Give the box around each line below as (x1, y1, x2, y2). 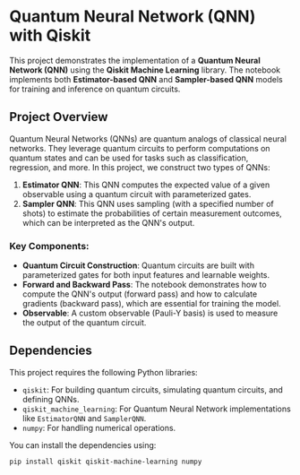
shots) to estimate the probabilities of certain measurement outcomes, (21, 208, 282, 219)
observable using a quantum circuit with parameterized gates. (21, 188, 252, 199)
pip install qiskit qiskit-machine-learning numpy (9, 457, 202, 466)
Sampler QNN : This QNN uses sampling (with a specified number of (21, 198, 275, 209)
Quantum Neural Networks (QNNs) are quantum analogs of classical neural (9, 133, 287, 144)
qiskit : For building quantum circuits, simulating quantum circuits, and (21, 384, 284, 395)
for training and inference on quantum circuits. (9, 83, 181, 94)
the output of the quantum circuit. (21, 317, 147, 328)
